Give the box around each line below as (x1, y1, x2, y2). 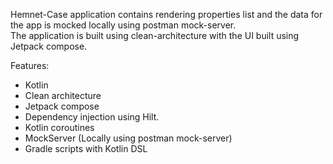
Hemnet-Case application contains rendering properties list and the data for (10, 9, 323, 20)
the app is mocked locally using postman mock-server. (10, 19, 237, 31)
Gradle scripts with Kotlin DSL (24, 143, 148, 154)
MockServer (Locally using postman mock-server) (24, 132, 233, 144)
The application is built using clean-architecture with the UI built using (10, 30, 300, 41)
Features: (10, 60, 50, 71)
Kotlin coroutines (24, 122, 95, 133)
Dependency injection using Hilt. (24, 111, 160, 123)
